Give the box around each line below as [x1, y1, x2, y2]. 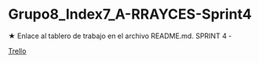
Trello [8, 46, 27, 55]
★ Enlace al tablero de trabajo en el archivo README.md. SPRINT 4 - [8, 31, 232, 40]
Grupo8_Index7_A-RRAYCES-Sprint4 [8, 5, 253, 23]
